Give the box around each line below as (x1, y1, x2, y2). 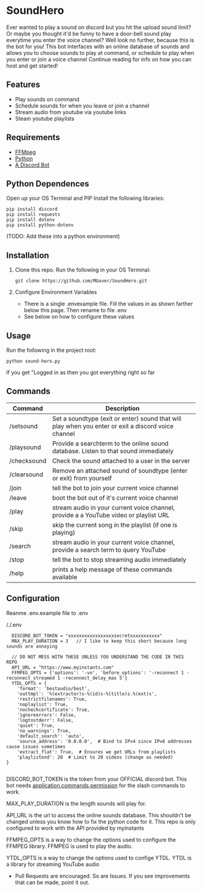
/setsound (9, 422, 38, 430)
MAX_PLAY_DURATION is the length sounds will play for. (6, 800, 147, 807)
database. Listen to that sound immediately (52, 447, 174, 455)
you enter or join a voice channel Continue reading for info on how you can (6, 56, 192, 63)
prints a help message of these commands (52, 565, 173, 573)
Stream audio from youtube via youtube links (14, 108, 126, 115)
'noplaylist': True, (17, 701, 69, 707)
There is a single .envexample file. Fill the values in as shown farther (23, 300, 194, 308)
